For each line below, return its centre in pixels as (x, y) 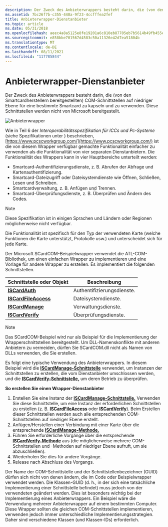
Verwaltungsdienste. (97, 307)
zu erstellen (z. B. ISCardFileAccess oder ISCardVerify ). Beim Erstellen (86, 409)
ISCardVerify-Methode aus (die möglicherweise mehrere (71, 441)
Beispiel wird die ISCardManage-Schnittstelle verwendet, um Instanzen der (84, 368)
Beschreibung (104, 282)
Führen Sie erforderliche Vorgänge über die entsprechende (73, 435)
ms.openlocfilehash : (27, 33)
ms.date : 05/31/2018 (27, 29)
